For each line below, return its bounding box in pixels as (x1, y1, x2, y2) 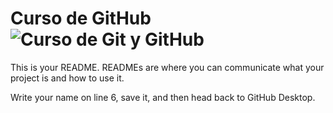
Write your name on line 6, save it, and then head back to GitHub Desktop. (10, 91, 316, 103)
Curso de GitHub (10, 7, 152, 30)
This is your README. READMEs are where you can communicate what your (10, 61, 325, 73)
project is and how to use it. (10, 72, 125, 84)
